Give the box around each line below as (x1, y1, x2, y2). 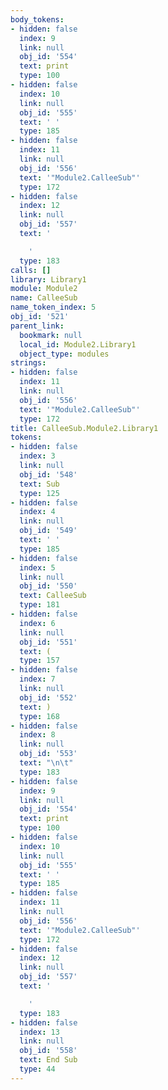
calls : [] (10, 265, 52, 275)
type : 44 (19, 1064, 56, 1074)
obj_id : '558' (19, 1046, 78, 1056)
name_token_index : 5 (10, 302, 97, 313)
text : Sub (19, 479, 60, 489)
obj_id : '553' (19, 749, 78, 759)
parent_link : (10, 321, 65, 331)
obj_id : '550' (19, 581, 78, 591)
